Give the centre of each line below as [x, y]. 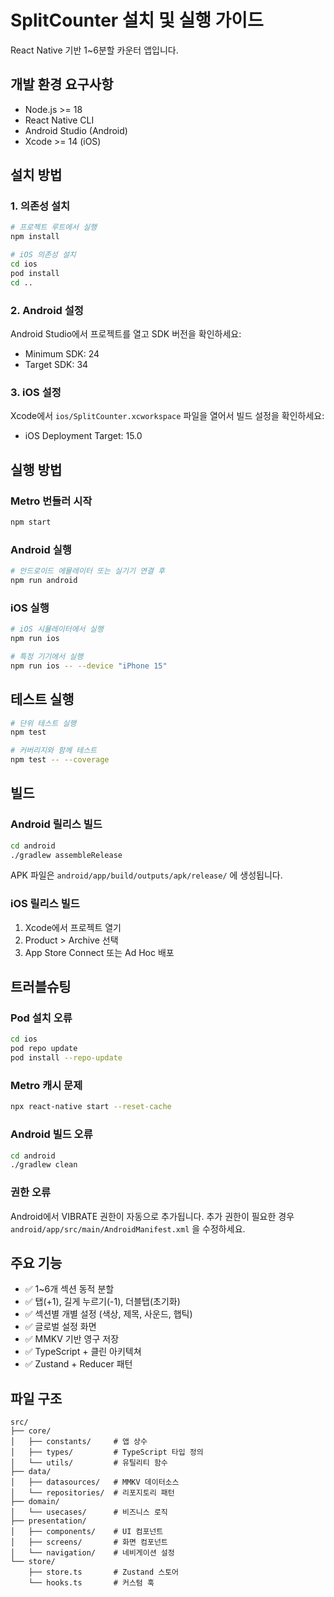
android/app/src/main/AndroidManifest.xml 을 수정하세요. [128, 1228]
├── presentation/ [48, 1521]
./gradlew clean [44, 1165]
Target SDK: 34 [56, 364]
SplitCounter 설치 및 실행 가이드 [137, 20]
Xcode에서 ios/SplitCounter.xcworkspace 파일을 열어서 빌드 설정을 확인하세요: [167, 416]
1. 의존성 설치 [40, 206]
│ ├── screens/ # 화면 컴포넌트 [89, 1542]
